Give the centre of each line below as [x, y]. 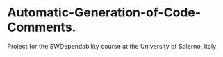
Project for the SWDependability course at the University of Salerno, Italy [112, 46]
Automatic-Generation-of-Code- [104, 13]
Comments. [42, 27]
